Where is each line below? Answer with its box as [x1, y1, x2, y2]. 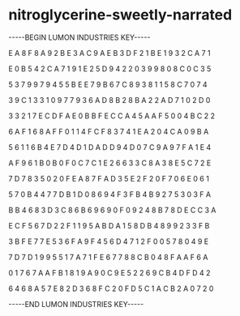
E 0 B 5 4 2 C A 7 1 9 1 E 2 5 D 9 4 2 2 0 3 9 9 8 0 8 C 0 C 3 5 [8, 63, 212, 74]
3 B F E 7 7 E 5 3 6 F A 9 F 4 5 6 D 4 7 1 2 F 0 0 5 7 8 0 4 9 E [8, 237, 209, 246]
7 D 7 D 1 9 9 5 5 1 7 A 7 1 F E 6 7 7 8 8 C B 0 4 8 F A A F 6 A [8, 252, 208, 262]
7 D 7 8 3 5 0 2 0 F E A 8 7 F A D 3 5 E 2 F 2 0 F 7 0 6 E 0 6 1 [8, 173, 209, 183]
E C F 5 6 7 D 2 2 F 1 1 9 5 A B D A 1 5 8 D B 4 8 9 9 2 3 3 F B [8, 220, 210, 230]
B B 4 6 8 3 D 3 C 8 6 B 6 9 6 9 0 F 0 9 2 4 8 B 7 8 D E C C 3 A [8, 205, 216, 215]
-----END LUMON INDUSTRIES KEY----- [8, 299, 144, 309]
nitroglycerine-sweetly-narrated [8, 6, 233, 24]
